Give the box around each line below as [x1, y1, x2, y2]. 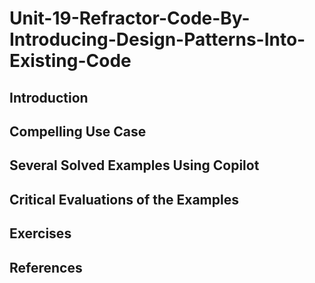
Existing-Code [9, 50, 132, 72]
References [9, 259, 83, 276]
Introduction [9, 89, 89, 106]
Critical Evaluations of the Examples [9, 191, 239, 208]
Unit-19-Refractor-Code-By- [9, 7, 251, 30]
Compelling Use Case [9, 123, 147, 140]
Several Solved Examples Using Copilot [9, 157, 260, 174]
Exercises [9, 225, 72, 242]
